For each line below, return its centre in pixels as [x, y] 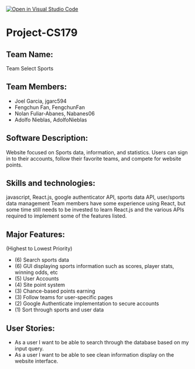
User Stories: [30, 328]
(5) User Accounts [37, 279]
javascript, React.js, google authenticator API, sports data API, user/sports [95, 197]
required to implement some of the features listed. [66, 216]
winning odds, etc [36, 272]
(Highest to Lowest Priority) [39, 249]
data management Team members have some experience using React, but [96, 204]
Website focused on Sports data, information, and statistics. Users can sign [97, 152]
